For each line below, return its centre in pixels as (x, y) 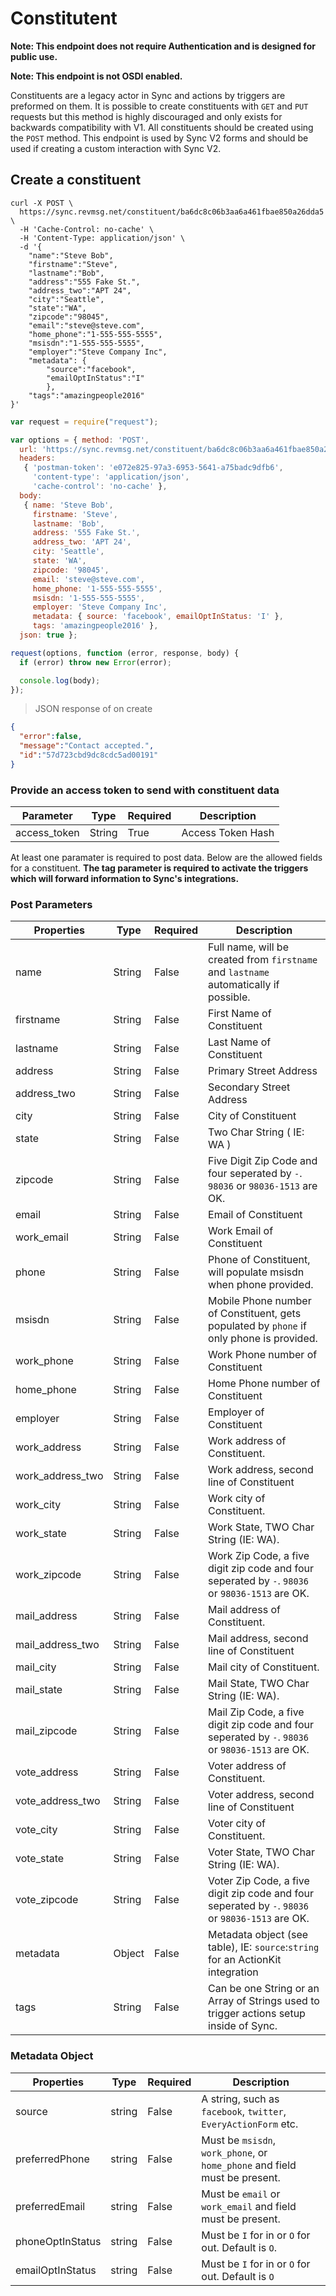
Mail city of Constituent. (264, 1667)
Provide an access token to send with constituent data (145, 790)
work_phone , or (234, 2152)
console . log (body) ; (60, 680)
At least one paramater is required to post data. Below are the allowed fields (166, 858)
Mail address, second (258, 1639)
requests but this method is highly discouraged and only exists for (146, 116)
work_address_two (59, 1476)
